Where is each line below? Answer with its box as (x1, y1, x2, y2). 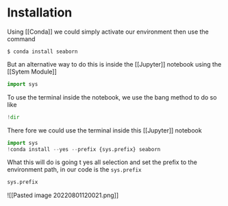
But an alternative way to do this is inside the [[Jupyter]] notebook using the (7, 60, 222, 68)
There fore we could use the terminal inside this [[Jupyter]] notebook (7, 126, 202, 135)
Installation (7, 5, 73, 21)
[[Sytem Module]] (7, 67, 57, 76)
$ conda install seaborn (7, 48, 78, 55)
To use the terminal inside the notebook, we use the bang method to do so (7, 93, 217, 101)
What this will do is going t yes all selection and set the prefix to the (7, 158, 197, 166)
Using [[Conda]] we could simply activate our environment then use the (7, 27, 209, 36)
